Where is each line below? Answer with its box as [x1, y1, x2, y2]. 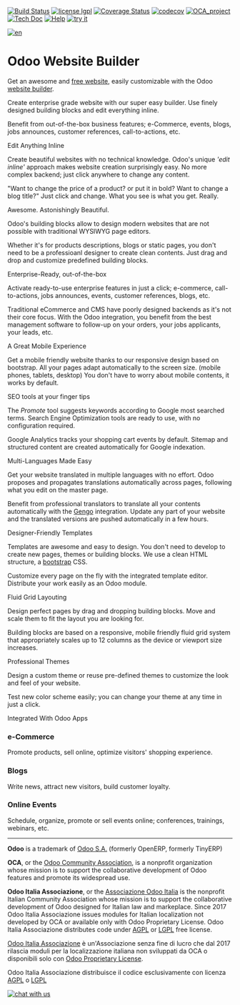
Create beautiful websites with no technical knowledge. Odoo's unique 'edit [7, 154, 230, 164]
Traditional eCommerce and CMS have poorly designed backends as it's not [7, 305, 232, 314]
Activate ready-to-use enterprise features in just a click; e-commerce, [7, 283, 214, 292]
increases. [7, 643, 38, 652]
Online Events [7, 800, 57, 810]
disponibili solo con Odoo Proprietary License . [7, 954, 144, 963]
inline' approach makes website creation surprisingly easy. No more [7, 162, 207, 171]
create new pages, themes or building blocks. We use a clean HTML [7, 550, 209, 558]
